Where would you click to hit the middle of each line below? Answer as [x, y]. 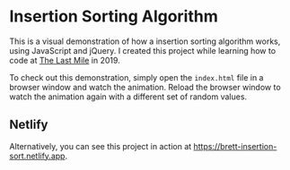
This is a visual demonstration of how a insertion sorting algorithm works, [145, 41]
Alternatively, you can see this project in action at [101, 146]
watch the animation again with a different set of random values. [128, 97]
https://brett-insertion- [235, 146]
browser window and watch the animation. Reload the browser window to [145, 87]
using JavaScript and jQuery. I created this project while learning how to [143, 50]
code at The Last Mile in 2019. [65, 60]
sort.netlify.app [37, 156]
